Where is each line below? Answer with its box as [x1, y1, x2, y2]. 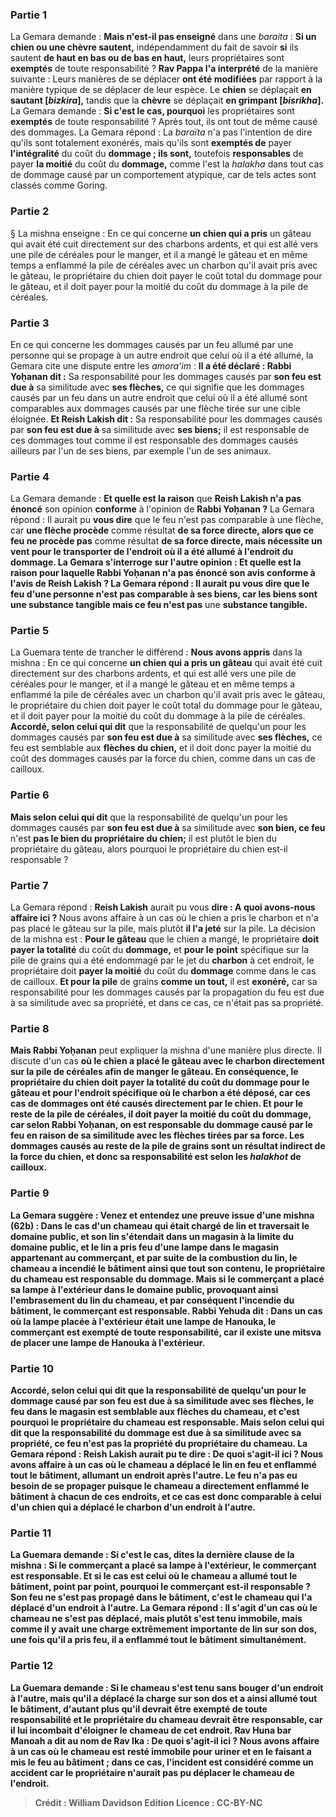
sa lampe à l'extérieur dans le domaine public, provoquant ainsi [10, 1283, 279, 1295]
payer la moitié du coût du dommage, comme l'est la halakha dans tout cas [10, 158, 324, 170]
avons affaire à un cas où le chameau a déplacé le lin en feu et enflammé [10, 1458, 317, 1470]
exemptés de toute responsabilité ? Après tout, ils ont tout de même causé [10, 116, 318, 128]
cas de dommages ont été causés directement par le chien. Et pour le [10, 1098, 304, 1110]
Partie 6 [10, 788, 50, 802]
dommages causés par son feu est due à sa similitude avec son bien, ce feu [10, 821, 326, 833]
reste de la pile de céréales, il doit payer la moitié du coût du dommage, [10, 1108, 312, 1120]
